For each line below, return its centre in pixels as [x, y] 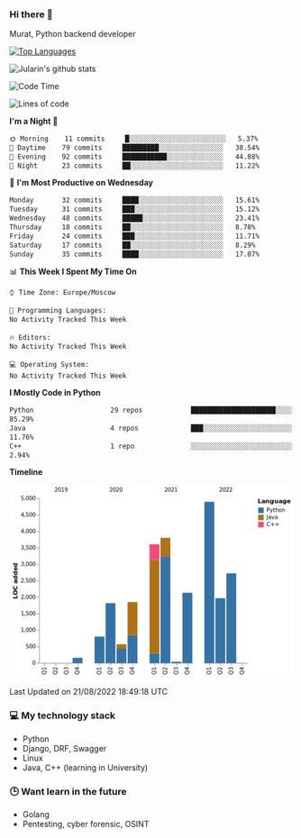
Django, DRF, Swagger [64, 748]
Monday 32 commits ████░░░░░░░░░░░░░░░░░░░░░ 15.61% [134, 200]
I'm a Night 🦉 [34, 122]
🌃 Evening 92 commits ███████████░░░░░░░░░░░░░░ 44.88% [134, 157]
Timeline [26, 472]
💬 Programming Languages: [58, 311]
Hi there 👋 [32, 14]
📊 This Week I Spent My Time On [73, 272]
